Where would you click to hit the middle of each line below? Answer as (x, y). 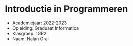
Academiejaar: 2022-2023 (40, 23)
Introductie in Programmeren (66, 9)
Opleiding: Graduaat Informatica (45, 28)
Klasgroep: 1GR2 (29, 33)
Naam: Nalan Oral (30, 39)
